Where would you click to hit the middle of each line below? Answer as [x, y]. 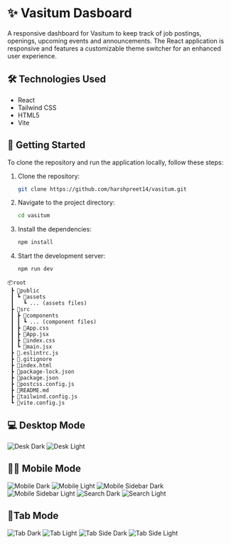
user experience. [32, 56]
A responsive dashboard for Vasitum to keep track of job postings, [104, 33]
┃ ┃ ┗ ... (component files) [54, 322]
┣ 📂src [20, 310]
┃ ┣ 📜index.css [33, 341]
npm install [35, 242]
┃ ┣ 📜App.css [30, 328]
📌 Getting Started [47, 145]
